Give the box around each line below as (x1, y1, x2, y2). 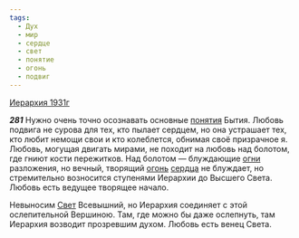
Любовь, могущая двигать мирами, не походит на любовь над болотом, (9, 143, 290, 154)
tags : (9, 13, 30, 23)
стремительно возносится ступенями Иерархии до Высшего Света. (9, 172, 273, 183)
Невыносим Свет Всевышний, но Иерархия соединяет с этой (9, 199, 247, 210)
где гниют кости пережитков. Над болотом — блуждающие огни (9, 153, 261, 164)
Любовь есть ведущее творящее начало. (9, 182, 169, 193)
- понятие (17, 55, 54, 64)
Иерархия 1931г (9, 97, 70, 108)
